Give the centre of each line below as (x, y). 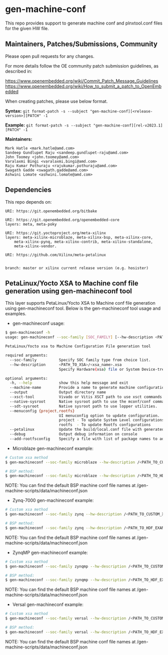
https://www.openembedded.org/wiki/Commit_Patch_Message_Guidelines (82, 81)
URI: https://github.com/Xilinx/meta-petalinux (56, 255)
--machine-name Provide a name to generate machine (72, 388)
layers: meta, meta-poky (31, 224)
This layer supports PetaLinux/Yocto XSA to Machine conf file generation (80, 303)
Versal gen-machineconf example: (48, 604)
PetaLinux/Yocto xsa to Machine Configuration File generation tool (78, 346)
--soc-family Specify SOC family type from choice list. (80, 360)
